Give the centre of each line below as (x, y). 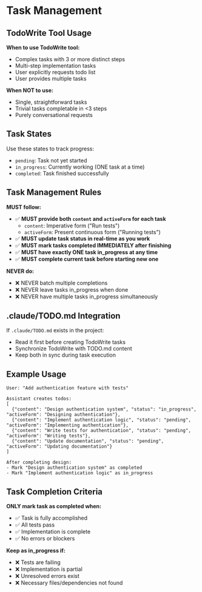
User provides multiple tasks (51, 79)
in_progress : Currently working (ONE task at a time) (80, 167)
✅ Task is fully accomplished (51, 518)
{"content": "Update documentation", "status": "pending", (88, 441)
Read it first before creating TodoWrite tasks (70, 342)
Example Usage (36, 374)
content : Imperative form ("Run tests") (72, 226)
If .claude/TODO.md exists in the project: (55, 331)
